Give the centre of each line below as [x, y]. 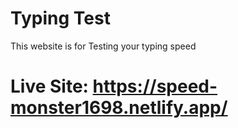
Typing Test [60, 18]
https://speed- [155, 86]
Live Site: [49, 86]
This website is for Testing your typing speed [103, 46]
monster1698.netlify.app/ [119, 108]
